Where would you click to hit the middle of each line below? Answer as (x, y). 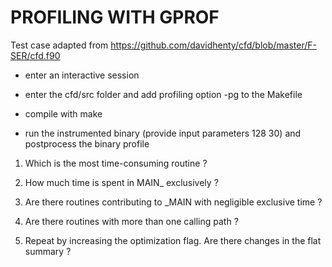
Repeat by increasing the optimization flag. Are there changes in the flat (173, 240)
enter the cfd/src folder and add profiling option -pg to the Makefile (163, 94)
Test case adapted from (59, 45)
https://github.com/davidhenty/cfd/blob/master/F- (214, 45)
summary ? (48, 251)
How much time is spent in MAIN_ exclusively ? (121, 182)
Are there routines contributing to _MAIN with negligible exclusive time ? (173, 202)
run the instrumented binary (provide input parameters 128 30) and (163, 133)
